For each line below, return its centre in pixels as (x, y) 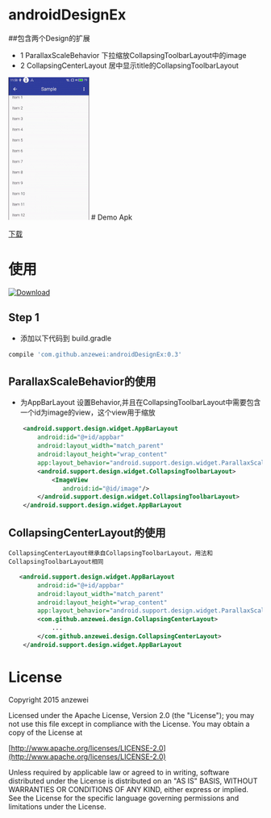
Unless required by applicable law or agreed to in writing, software (119, 772)
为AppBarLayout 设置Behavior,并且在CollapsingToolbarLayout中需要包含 (140, 403)
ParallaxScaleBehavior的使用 (82, 381)
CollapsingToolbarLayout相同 (56, 561)
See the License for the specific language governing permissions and (124, 798)
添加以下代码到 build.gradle (65, 338)
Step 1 (24, 317)
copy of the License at (46, 732)
